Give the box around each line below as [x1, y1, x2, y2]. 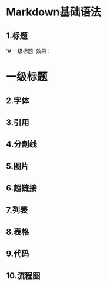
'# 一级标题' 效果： [6, 48, 52, 54]
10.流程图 [6, 271, 41, 281]
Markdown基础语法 [6, 5, 101, 19]
